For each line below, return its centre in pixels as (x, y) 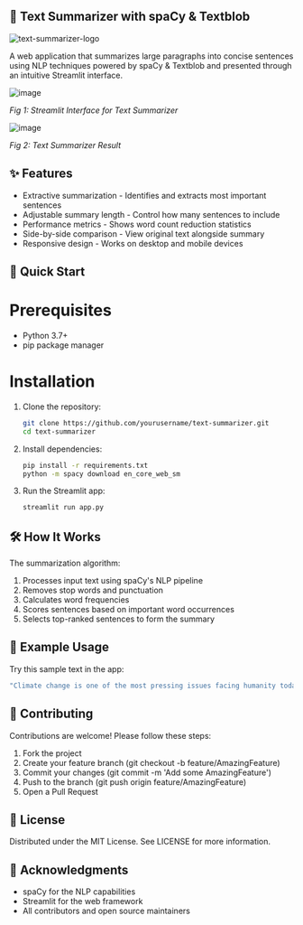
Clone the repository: (62, 406)
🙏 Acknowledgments (69, 869)
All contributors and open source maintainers (106, 911)
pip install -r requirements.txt (85, 465)
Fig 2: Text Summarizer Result (65, 145)
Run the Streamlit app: (64, 491)
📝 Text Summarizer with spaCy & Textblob (130, 17)
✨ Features (41, 174)
